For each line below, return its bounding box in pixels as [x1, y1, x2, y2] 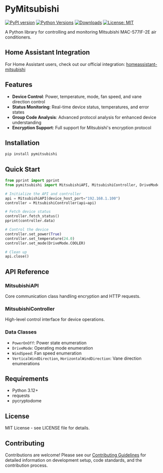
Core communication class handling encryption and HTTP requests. [5, 294, 141, 299]
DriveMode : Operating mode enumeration [12, 345, 93, 351]
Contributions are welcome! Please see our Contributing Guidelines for [5, 452, 147, 458]
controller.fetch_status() [5, 214, 60, 219]
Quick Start [5, 165, 40, 174]
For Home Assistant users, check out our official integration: [5, 61, 125, 67]
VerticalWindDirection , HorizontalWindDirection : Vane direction [12, 355, 142, 361]
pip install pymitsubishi [5, 152, 57, 157]
